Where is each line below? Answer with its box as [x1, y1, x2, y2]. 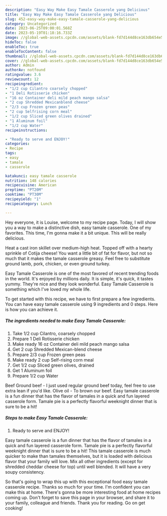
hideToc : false [5, 40, 37, 45]
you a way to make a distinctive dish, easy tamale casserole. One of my [5, 225, 152, 231]
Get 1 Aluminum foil [12, 367, 52, 374]
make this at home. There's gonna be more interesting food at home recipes [5, 489, 161, 495]
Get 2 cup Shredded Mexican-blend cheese [12, 346, 102, 352]
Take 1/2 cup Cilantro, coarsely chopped [12, 330, 95, 336]
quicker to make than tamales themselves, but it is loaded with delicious [5, 453, 153, 459]
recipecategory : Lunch [5, 201, 52, 206]
